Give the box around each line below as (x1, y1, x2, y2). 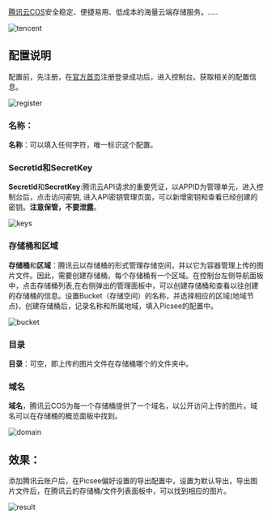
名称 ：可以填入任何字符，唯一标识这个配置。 (8, 140, 158, 150)
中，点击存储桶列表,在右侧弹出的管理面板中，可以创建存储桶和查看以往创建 (8, 281, 259, 290)
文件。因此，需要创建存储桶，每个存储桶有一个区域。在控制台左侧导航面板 (15, 270, 264, 280)
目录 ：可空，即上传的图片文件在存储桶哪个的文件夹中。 (8, 359, 193, 368)
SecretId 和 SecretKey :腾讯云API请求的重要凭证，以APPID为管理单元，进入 (8, 182, 257, 192)
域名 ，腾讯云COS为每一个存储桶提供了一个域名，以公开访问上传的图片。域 (8, 401, 257, 411)
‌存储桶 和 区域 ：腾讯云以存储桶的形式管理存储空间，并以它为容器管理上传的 (8, 260, 257, 270)
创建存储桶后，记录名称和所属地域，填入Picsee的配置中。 (25, 301, 219, 311)
